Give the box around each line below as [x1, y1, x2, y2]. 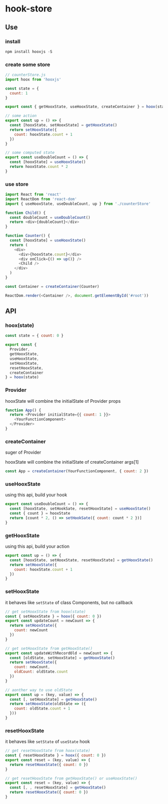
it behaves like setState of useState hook [5, 739, 90, 745]
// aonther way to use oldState [5, 688, 72, 693]
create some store [5, 61, 50, 68]
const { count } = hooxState [9, 511, 70, 516]
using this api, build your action [5, 543, 70, 550]
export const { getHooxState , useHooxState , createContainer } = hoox [5, 104, 155, 109]
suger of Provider [5, 449, 41, 455]
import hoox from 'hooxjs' [5, 77, 61, 82]
